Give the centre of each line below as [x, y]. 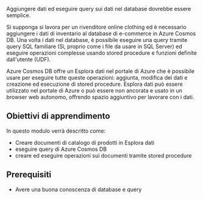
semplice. [19, 15]
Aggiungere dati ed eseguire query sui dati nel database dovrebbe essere [99, 9]
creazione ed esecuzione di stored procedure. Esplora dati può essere [94, 84]
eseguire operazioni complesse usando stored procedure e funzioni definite [101, 53]
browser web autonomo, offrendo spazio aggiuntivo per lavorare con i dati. [100, 97]
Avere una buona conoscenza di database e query [78, 189]
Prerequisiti [29, 175]
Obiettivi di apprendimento [58, 116]
